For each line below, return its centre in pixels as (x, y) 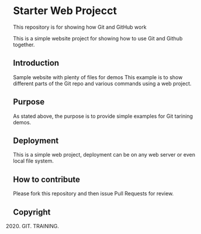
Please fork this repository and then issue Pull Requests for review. (93, 194)
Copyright (32, 212)
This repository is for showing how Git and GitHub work (80, 27)
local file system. (33, 161)
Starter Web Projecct (65, 11)
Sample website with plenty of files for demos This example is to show (98, 77)
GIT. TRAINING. (40, 226)
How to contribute (47, 179)
